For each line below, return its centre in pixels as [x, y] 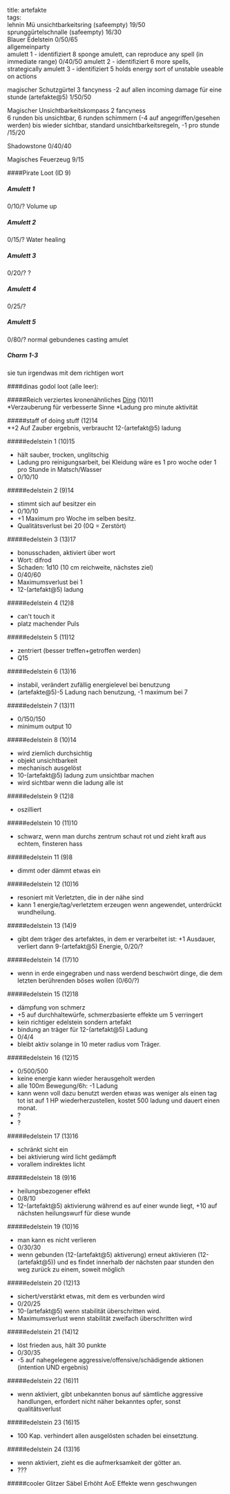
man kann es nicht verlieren [57, 1240]
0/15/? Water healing [36, 239]
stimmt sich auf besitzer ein [57, 503]
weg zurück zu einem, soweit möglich [71, 1269]
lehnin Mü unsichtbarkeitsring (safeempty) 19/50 [76, 25]
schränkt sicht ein [42, 1149]
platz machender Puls [48, 624]
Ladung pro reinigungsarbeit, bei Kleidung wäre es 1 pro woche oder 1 [117, 462]
